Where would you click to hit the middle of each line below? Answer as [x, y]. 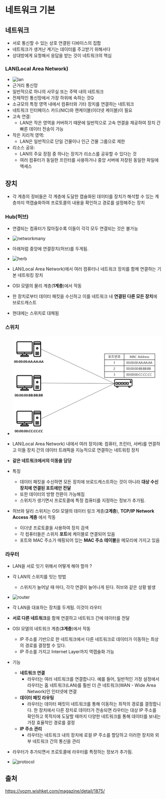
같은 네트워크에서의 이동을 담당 [42, 460]
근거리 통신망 [25, 86]
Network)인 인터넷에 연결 [52, 691]
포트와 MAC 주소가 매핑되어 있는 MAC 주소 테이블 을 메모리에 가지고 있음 [90, 540]
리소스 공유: [24, 148]
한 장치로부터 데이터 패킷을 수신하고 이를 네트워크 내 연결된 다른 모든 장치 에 [85, 296]
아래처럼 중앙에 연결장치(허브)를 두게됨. [50, 249]
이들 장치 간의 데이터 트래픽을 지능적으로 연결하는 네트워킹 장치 [79, 450]
